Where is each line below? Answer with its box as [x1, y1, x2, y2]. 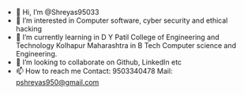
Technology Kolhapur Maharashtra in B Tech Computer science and [15, 41, 237, 50]
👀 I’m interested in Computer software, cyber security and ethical [15, 16, 228, 25]
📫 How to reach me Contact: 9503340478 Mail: [15, 67, 173, 75]
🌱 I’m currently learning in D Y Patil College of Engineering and [15, 32, 220, 42]
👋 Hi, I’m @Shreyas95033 [15, 8, 99, 16]
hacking [15, 24, 42, 33]
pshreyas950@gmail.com [15, 78, 99, 86]
